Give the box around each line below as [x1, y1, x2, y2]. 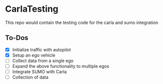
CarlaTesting [5, 3, 59, 15]
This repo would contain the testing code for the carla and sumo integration [5, 20, 159, 25]
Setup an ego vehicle [12, 52, 56, 58]
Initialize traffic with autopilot [12, 46, 71, 52]
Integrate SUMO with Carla [12, 69, 67, 74]
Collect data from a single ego [12, 58, 74, 63]
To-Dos [5, 34, 29, 42]
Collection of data [12, 74, 49, 80]
